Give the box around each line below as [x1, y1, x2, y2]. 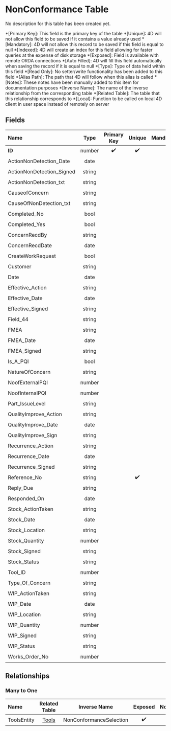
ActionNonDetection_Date [8, 157, 70, 165]
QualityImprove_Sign [8, 432, 58, 439]
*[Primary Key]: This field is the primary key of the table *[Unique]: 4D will [5, 30, 162, 36]
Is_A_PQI [8, 358, 29, 365]
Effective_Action [8, 284, 47, 291]
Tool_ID [8, 569, 26, 576]
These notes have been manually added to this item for [23, 79, 139, 85]
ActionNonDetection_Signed [8, 168, 75, 175]
